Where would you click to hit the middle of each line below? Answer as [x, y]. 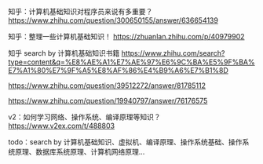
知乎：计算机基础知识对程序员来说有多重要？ [80, 11]
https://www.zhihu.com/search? [173, 53]
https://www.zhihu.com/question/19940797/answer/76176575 [108, 101]
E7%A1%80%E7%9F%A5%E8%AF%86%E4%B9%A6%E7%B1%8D [119, 70]
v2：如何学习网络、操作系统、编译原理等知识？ [84, 117]
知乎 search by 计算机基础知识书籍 [64, 53]
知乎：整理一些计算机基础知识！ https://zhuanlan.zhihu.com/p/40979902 [126, 36]
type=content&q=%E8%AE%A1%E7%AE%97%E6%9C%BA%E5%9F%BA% [131, 62]
